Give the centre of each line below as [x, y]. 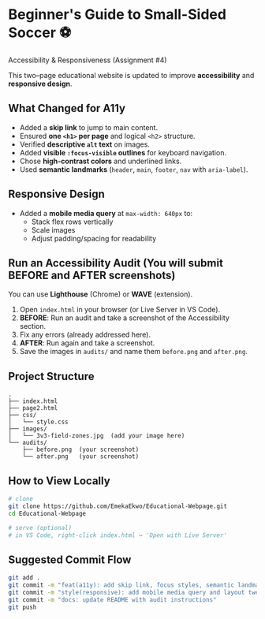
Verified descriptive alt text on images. [84, 144]
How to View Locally [59, 481]
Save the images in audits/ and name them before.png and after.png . [134, 352]
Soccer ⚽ [40, 33]
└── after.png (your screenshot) [81, 457]
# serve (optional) [40, 528]
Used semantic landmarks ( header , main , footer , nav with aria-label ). [134, 169]
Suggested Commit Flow [70, 559]
